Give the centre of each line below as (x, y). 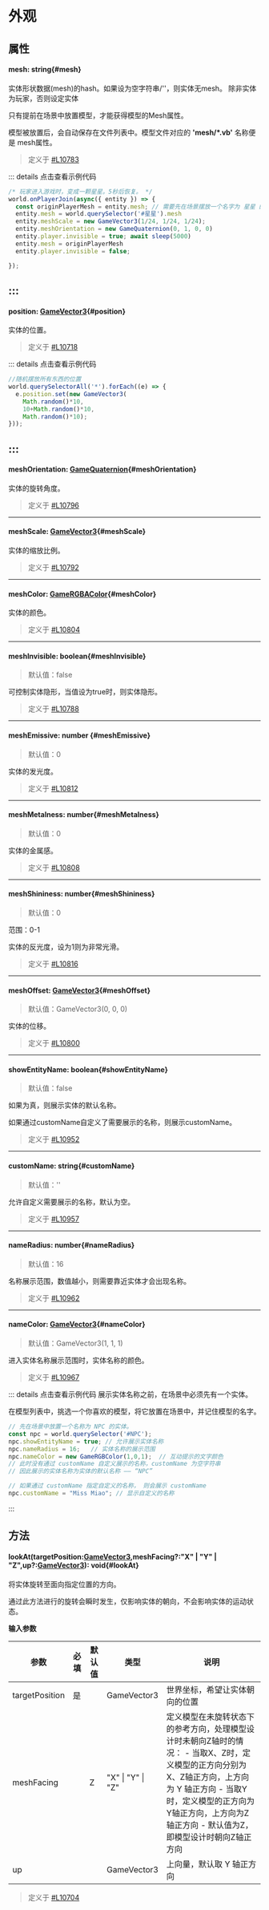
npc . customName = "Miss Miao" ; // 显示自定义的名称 (91, 1493)
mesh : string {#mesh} (45, 70)
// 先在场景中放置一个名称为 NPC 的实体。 (70, 1427)
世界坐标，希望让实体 (206, 1689)
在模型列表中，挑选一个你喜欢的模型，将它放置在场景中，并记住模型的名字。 (134, 1411)
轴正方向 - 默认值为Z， (210, 1825)
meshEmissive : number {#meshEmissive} (79, 735)
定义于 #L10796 (54, 505)
